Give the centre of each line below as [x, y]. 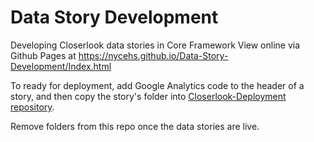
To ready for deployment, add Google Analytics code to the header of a [157, 85]
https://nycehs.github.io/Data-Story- [153, 55]
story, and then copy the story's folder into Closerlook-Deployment [148, 96]
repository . [32, 107]
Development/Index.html [61, 66]
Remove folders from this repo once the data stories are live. [135, 126]
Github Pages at [43, 55]
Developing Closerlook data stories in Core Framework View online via [155, 45]
